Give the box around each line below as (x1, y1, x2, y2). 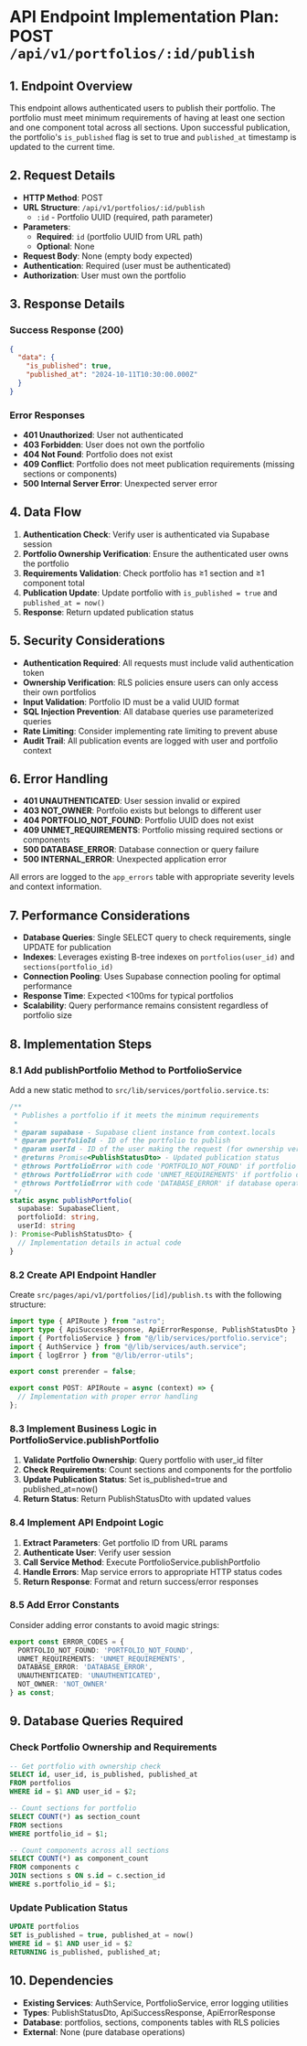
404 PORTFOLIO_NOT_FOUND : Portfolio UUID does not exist (22, 815, 254, 826)
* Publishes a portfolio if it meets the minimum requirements (13, 1110, 259, 1119)
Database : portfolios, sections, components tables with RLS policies (22, 2017, 281, 2028)
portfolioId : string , (17, 1213, 101, 1222)
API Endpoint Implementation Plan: (9, 6, 280, 27)
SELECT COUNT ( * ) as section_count (9, 1812, 142, 1821)
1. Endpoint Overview (9, 78, 133, 93)
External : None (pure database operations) (22, 2026, 185, 2037)
